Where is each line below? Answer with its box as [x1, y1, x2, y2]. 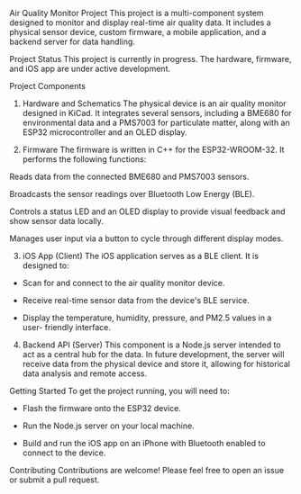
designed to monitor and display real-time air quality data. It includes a [9, 17, 272, 28]
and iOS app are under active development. [9, 63, 171, 74]
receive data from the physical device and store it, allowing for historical [22, 359, 291, 369]
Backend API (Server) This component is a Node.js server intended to [22, 339, 281, 350]
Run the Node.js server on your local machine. [22, 420, 196, 431]
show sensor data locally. [9, 216, 104, 226]
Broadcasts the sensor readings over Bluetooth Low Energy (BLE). [9, 189, 255, 199]
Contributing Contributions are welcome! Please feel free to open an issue [9, 465, 285, 475]
